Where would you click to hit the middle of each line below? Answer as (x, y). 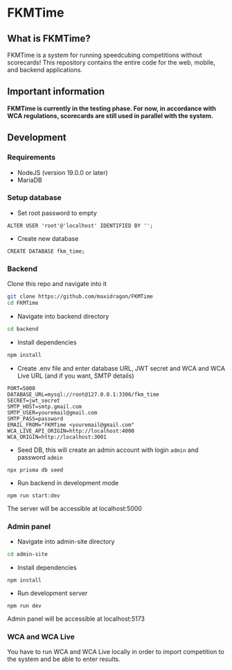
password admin (40, 457)
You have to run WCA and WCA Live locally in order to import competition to (116, 652)
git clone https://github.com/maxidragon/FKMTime (80, 296)
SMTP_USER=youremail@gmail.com (52, 412)
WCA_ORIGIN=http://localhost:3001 (57, 437)
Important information (56, 92)
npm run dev (24, 605)
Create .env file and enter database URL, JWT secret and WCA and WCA (121, 368)
